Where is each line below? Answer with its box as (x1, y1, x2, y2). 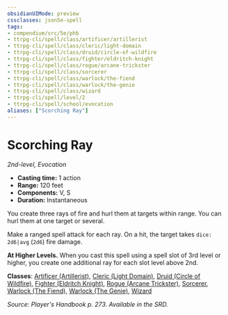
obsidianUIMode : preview (7, 10, 79, 17)
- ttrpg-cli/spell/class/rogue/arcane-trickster (7, 62, 151, 69)
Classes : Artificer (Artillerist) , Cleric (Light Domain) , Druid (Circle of (7, 272, 201, 280)
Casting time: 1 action (17, 173, 81, 181)
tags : (7, 23, 23, 30)
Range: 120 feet (17, 181, 64, 189)
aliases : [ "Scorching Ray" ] (7, 107, 89, 114)
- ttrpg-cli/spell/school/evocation (7, 101, 113, 108)
